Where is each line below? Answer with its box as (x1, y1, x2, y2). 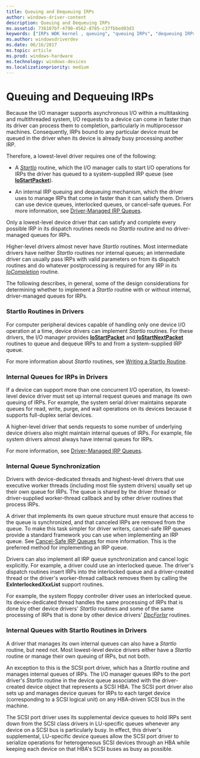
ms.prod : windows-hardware (6, 53, 73, 59)
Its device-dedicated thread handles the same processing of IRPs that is (6, 599, 183, 606)
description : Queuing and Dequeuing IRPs (6, 20, 111, 26)
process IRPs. (6, 501, 40, 508)
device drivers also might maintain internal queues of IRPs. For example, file (6, 429, 192, 436)
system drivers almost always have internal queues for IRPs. (6, 435, 154, 442)
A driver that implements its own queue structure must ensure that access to (6, 513, 194, 520)
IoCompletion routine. (6, 269, 60, 276)
